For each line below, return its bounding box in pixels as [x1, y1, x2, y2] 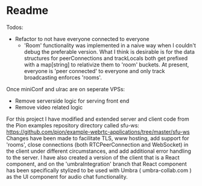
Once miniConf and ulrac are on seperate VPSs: [6, 85, 125, 92]
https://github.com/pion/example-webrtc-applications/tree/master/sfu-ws [6, 128, 190, 135]
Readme [6, 4, 49, 18]
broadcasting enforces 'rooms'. [24, 74, 103, 81]
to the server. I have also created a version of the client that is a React [6, 153, 180, 161]
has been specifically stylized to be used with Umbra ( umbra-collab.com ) [6, 167, 192, 174]
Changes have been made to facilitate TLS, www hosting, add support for [6, 134, 189, 142]
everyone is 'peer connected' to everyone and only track [24, 67, 165, 74]
